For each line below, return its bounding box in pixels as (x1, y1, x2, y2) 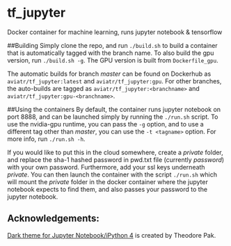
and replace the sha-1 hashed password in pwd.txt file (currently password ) (7, 155, 225, 164)
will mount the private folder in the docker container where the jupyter (7, 177, 209, 186)
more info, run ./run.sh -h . (7, 134, 86, 143)
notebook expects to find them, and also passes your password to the (7, 185, 207, 193)
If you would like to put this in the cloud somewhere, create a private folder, (7, 148, 224, 156)
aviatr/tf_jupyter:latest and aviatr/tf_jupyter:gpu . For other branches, (7, 76, 222, 85)
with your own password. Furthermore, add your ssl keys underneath (7, 163, 205, 171)
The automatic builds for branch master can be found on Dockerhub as (7, 69, 212, 78)
